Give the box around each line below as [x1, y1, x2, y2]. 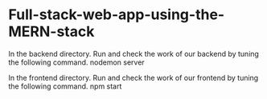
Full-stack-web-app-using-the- [8, 6, 225, 24]
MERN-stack [8, 22, 95, 41]
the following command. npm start [8, 81, 122, 91]
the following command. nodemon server [8, 57, 145, 67]
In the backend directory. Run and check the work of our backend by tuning [8, 49, 260, 58]
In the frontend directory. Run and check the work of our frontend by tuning [8, 73, 259, 82]
